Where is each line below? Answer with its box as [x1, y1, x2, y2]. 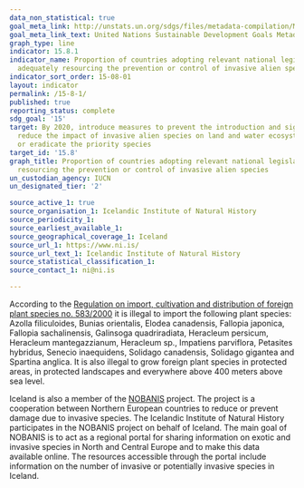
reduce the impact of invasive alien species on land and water [17, 132, 265, 141]
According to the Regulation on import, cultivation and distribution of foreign [9, 298, 294, 309]
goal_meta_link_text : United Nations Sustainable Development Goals [9, 30, 273, 39]
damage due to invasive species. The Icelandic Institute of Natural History [9, 413, 285, 423]
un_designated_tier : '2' [9, 182, 103, 191]
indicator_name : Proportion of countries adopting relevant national [9, 55, 278, 64]
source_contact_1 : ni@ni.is [9, 266, 116, 275]
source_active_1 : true [9, 199, 95, 208]
